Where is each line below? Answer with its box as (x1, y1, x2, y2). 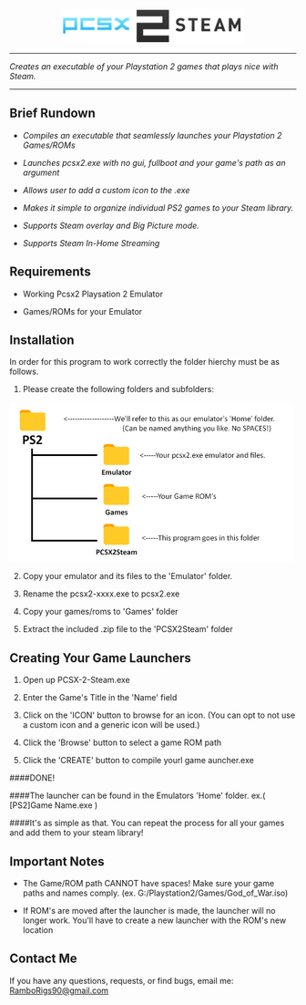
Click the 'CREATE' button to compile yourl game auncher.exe (22, 755, 255, 766)
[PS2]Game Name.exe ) (9, 800, 98, 811)
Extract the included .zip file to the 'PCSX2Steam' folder (22, 624, 234, 635)
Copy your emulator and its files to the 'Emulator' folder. (22, 571, 233, 582)
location (22, 925, 54, 936)
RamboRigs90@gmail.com (9, 985, 109, 996)
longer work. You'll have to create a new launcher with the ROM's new (22, 915, 287, 926)
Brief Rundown (9, 106, 96, 121)
